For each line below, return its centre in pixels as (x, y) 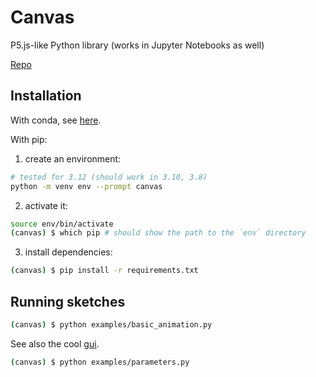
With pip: (29, 139)
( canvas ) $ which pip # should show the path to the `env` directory (158, 233)
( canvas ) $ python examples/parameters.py (100, 362)
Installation (46, 96)
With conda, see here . (56, 120)
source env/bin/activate (62, 224)
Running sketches (68, 301)
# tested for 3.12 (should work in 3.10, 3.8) (109, 177)
